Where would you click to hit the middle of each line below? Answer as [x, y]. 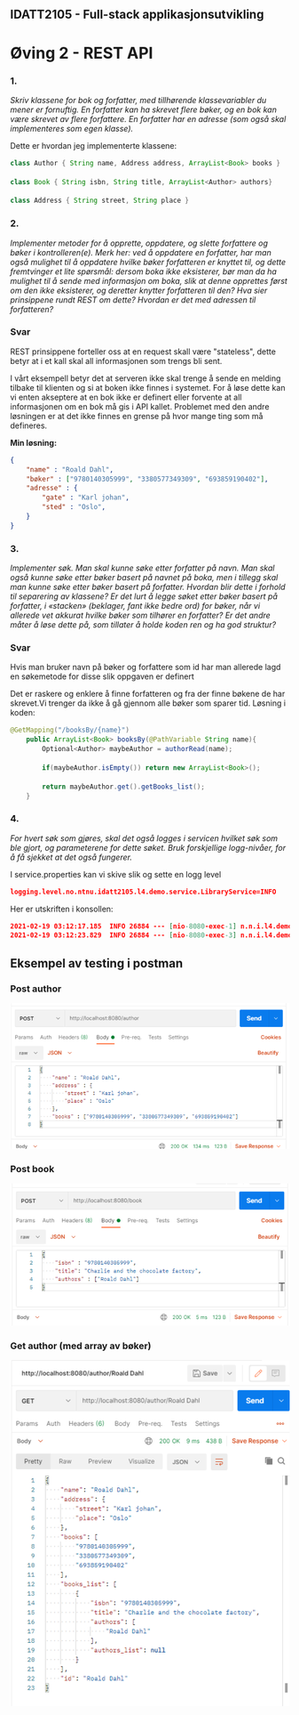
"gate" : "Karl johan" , [86, 498]
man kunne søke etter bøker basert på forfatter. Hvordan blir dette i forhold [148, 587]
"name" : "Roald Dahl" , [70, 469]
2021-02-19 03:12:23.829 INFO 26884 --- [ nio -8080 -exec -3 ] [124, 935]
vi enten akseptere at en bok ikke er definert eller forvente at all [126, 397]
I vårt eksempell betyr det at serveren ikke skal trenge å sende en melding [146, 378]
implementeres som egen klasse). [72, 128]
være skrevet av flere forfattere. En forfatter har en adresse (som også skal [148, 118]
